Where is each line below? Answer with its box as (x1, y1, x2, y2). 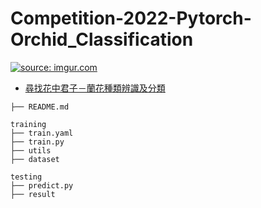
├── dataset (10, 154, 60, 164)
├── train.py (10, 137, 65, 147)
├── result (10, 189, 56, 199)
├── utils (10, 145, 52, 156)
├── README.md (10, 102, 70, 112)
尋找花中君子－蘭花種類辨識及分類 (24, 82, 166, 94)
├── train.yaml (10, 128, 74, 138)
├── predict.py (10, 180, 74, 191)
